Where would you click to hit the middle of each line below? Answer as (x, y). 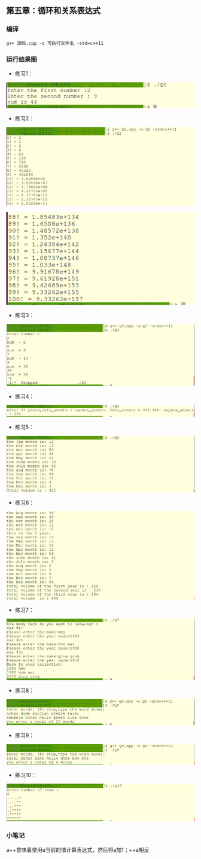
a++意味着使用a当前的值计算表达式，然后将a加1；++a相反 (78, 849)
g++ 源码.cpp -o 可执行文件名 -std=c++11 (55, 43)
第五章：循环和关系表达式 (53, 11)
